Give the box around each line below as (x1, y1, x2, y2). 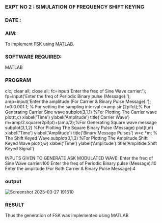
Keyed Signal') (5, 145, 34, 151)
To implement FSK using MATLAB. (5, 41, 75, 47)
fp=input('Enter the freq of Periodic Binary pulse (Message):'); (5, 93, 131, 99)
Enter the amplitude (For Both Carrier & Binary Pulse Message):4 (5, 165, 136, 171)
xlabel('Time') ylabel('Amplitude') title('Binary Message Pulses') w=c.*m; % (5, 129, 158, 136)
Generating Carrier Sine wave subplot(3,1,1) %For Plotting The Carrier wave (5, 109, 157, 115)
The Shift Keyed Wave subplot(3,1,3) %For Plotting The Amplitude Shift (5, 135, 148, 141)
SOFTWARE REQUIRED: (5, 53, 62, 60)
